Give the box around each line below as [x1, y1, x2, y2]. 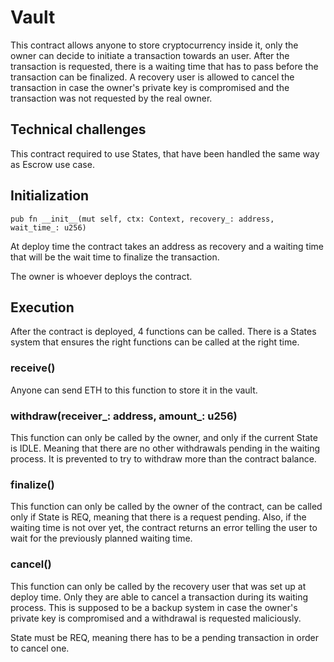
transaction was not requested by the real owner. [10, 92, 213, 104]
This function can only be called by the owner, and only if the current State [10, 431, 318, 443]
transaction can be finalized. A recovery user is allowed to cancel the [10, 71, 295, 83]
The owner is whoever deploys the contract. [10, 270, 193, 282]
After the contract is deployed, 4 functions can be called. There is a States [10, 326, 317, 338]
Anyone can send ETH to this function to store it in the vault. [10, 384, 258, 396]
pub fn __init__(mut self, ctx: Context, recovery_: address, [10, 214, 275, 224]
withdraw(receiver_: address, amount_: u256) [10, 409, 238, 423]
